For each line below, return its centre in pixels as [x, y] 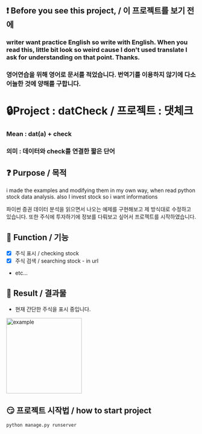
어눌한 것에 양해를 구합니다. [44, 84]
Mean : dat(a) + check [39, 134]
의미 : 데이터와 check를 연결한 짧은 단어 [61, 152]
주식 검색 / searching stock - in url [57, 261]
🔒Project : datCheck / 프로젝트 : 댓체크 [100, 111]
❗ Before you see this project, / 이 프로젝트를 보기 [96, 11]
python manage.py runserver [42, 425]
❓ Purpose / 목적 [36, 173]
